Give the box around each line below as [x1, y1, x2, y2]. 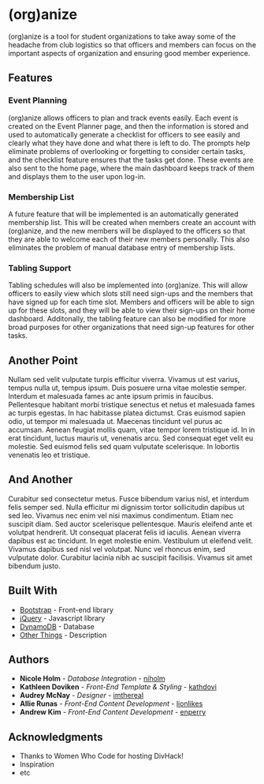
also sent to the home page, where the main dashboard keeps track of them [8, 163, 255, 173]
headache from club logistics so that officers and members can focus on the [8, 39, 257, 49]
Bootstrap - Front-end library [19, 605, 114, 614]
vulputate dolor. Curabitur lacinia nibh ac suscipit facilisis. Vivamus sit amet [8, 553, 253, 562]
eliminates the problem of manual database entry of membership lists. [8, 242, 236, 252]
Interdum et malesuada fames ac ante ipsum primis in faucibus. [8, 392, 214, 401]
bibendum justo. [8, 561, 61, 570]
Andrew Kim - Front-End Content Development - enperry [19, 707, 206, 717]
